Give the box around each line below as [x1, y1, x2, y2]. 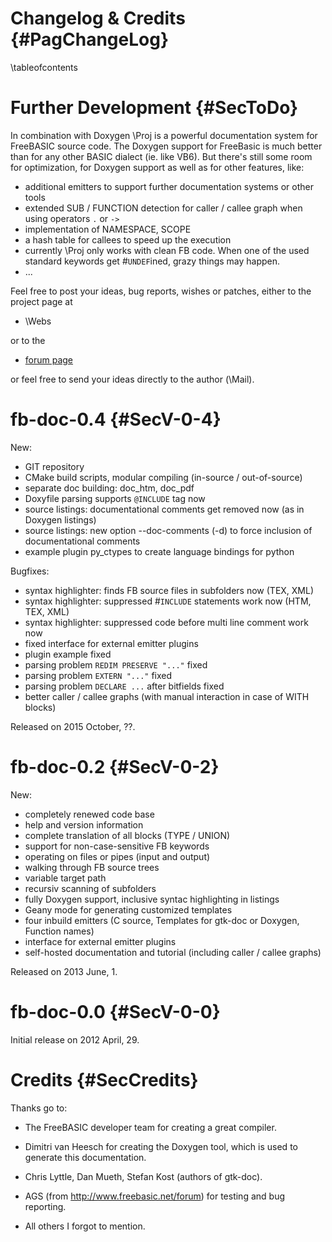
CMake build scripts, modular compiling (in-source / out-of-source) [24, 471, 303, 483]
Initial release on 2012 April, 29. [10, 1033, 140, 1046]
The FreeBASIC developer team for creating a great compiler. [24, 1121, 277, 1133]
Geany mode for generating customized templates [24, 903, 233, 916]
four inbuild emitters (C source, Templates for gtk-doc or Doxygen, [24, 914, 300, 926]
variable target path [24, 872, 107, 884]
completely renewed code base [24, 808, 155, 820]
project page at [10, 295, 73, 307]
